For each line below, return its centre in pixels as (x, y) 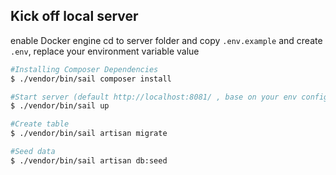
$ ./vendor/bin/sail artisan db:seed (89, 160)
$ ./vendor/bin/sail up (60, 106)
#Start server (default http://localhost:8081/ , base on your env (154, 97)
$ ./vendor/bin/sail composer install (91, 79)
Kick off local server (74, 16)
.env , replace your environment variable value (105, 51)
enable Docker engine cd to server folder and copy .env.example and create (166, 40)
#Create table (40, 124)
